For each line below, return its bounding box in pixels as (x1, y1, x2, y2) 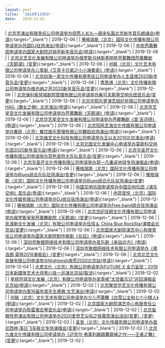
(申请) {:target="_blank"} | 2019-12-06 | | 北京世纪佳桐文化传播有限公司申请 (5, 208, 157, 214)
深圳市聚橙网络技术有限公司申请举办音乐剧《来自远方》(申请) (23, 239, 147, 245)
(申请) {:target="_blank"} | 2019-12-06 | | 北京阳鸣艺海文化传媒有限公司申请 (5, 122, 157, 128)
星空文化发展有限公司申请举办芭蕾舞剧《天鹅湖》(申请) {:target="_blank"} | (5, 110, 156, 116)
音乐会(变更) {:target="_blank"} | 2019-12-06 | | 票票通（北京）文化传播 (5, 80, 148, 86)
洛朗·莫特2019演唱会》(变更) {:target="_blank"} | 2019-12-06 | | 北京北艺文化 (5, 252, 159, 258)
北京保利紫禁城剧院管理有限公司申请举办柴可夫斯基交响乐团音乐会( (17, 92, 152, 98)
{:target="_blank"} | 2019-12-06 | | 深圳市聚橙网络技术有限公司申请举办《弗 (5, 245, 158, 251)
